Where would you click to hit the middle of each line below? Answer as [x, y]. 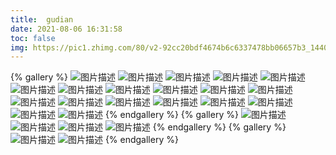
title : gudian [42, 19]
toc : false [33, 38]
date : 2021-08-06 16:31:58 [66, 29]
